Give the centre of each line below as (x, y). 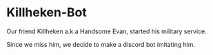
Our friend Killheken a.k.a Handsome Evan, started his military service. (107, 31)
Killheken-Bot (47, 13)
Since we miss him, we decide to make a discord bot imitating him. (101, 44)
